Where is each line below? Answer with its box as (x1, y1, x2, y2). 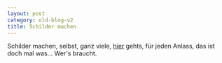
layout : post (7, 10, 46, 17)
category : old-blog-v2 (7, 17, 74, 24)
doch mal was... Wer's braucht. (7, 49, 97, 57)
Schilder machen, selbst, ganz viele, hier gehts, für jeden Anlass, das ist (7, 42, 215, 51)
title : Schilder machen (7, 23, 77, 30)
